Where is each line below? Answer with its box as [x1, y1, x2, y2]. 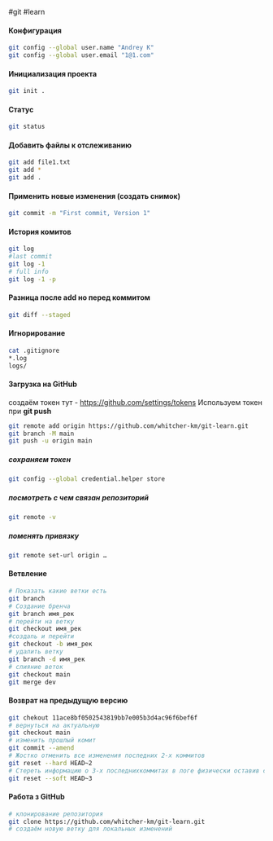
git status [8, 122, 45, 131]
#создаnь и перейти [8, 632, 75, 641]
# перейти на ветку [8, 617, 75, 626]
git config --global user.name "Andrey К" [8, 44, 154, 52]
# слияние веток [8, 663, 63, 671]
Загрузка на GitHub [8, 379, 77, 390]
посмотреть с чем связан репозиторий [8, 492, 149, 502]
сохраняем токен [8, 454, 71, 464]
